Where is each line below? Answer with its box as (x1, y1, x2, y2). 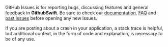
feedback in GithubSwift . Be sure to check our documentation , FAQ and (5, 10, 156, 16)
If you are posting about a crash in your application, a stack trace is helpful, (5, 25, 163, 31)
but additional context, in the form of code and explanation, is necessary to (5, 31, 163, 36)
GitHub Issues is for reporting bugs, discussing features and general (5, 5, 149, 10)
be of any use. (5, 36, 36, 42)
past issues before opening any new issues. (5, 15, 98, 21)
